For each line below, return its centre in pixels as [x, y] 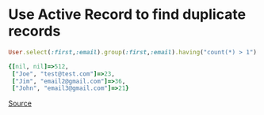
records [34, 31]
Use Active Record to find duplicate [127, 15]
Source [20, 103]
